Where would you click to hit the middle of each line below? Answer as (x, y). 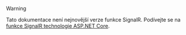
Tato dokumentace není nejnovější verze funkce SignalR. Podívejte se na (93, 20)
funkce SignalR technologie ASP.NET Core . (58, 26)
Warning (16, 8)
